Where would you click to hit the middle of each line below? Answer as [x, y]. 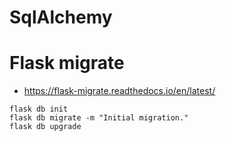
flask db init [39, 109]
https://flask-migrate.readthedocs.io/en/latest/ [119, 91]
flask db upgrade [45, 127]
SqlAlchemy [61, 17]
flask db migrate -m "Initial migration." [99, 118]
